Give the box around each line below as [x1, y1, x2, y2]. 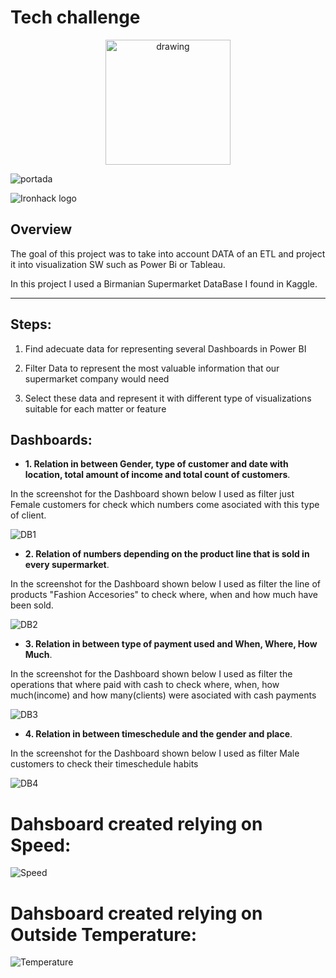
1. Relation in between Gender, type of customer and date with [24, 458, 289, 470]
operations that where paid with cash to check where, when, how [10, 679, 280, 691]
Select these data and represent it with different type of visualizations [24, 392, 312, 404]
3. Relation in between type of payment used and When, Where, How [24, 638, 318, 650]
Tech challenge [10, 6, 141, 29]
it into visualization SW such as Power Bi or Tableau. [10, 258, 226, 270]
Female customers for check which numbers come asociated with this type [10, 499, 320, 511]
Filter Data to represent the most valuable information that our [24, 362, 280, 374]
